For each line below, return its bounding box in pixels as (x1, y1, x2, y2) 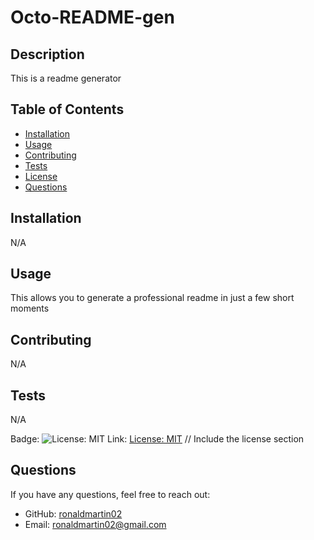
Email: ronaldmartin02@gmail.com (24, 518, 167, 530)
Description (10, 46, 85, 63)
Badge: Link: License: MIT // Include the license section (10, 433, 305, 445)
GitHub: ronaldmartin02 (24, 507, 123, 520)
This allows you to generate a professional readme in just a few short (10, 292, 295, 304)
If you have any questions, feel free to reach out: (10, 488, 211, 500)
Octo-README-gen (10, 6, 175, 29)
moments (10, 302, 50, 315)
